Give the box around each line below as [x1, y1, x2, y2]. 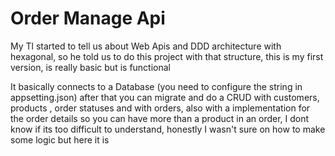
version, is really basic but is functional [10, 61, 172, 73]
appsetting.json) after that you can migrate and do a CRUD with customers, [10, 91, 320, 103]
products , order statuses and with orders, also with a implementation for [10, 102, 311, 114]
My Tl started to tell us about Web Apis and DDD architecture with [10, 40, 282, 52]
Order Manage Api [10, 7, 166, 30]
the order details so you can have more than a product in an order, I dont [10, 112, 310, 124]
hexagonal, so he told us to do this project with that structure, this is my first [10, 50, 324, 62]
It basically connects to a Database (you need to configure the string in [10, 80, 303, 92]
